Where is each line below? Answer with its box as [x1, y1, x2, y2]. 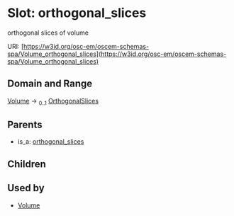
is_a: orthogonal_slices [17, 137, 84, 146]
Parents [7, 118, 43, 130]
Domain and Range [7, 78, 93, 90]
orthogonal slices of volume [7, 28, 89, 37]
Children [7, 158, 46, 170]
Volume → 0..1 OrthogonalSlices [7, 96, 99, 107]
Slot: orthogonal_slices [7, 5, 147, 21]
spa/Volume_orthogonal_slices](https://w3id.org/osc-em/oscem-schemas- [7, 50, 227, 58]
